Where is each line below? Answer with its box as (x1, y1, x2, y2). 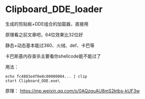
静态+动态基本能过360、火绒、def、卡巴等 (5, 42, 95, 48)
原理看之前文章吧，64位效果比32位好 (5, 31, 83, 37)
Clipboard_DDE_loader (5, 4, 103, 15)
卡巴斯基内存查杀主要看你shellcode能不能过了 (5, 53, 101, 59)
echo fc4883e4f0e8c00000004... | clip (5, 74, 87, 79)
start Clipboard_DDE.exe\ (5, 78, 60, 83)
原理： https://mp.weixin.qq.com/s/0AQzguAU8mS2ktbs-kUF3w (5, 87, 140, 94)
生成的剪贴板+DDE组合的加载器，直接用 (5, 21, 89, 27)
